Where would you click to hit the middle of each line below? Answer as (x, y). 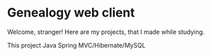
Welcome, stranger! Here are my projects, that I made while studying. (106, 32)
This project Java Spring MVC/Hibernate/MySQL (76, 45)
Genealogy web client (71, 13)
